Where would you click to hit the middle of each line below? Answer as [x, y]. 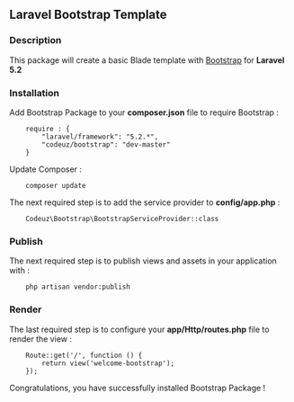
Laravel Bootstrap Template [89, 15]
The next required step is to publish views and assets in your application [143, 261]
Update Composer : [46, 169]
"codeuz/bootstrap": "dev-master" [106, 144]
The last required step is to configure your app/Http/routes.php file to [139, 329]
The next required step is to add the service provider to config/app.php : [145, 202]
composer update [56, 185]
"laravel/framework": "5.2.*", [100, 137]
